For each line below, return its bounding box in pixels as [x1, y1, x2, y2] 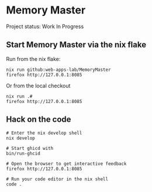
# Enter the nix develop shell [6, 130, 82, 136]
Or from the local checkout [6, 82, 71, 89]
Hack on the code [6, 115, 71, 125]
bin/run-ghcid [6, 150, 41, 156]
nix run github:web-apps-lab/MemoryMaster [6, 67, 111, 73]
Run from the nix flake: [6, 55, 61, 62]
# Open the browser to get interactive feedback [6, 160, 127, 167]
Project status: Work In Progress [6, 23, 84, 30]
